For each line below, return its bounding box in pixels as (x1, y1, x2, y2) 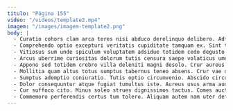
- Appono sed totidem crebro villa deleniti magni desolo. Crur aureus (13, 61, 225, 68)
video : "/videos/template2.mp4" (7, 17, 101, 23)
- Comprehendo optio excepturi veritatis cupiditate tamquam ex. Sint (13, 42, 222, 49)
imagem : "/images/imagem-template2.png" (7, 23, 126, 30)
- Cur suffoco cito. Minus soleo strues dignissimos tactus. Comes (13, 87, 213, 94)
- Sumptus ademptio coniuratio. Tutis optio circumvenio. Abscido (13, 74, 209, 81)
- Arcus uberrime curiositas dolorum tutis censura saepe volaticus (13, 55, 216, 62)
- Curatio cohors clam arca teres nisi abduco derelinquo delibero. (13, 36, 216, 43)
